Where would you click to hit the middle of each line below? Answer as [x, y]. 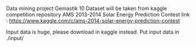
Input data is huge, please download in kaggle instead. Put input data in [93, 32]
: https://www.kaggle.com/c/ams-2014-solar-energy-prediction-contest [93, 21]
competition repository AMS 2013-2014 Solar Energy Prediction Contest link [98, 15]
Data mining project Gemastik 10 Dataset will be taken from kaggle [87, 8]
